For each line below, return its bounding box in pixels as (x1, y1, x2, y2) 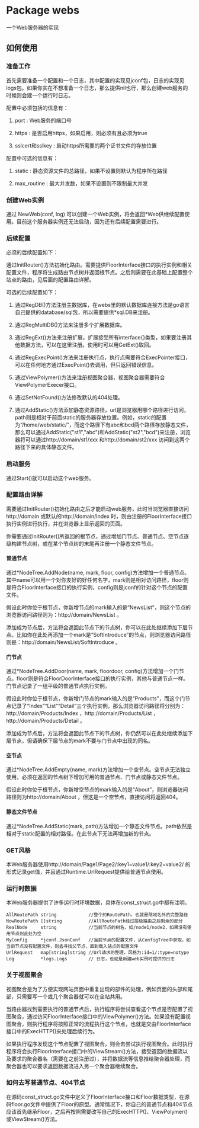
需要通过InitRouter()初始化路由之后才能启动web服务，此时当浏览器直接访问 (6, 505, 190, 512)
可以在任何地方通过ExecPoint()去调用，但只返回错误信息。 (14, 361, 158, 368)
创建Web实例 (6, 196, 44, 204)
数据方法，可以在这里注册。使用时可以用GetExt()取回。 (20, 341, 155, 348)
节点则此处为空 (10, 931, 42, 937)
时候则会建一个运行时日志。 (6, 91, 74, 98)
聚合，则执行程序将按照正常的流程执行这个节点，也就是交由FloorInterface (11, 1020, 191, 1027)
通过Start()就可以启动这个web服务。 (6, 475, 95, 482)
